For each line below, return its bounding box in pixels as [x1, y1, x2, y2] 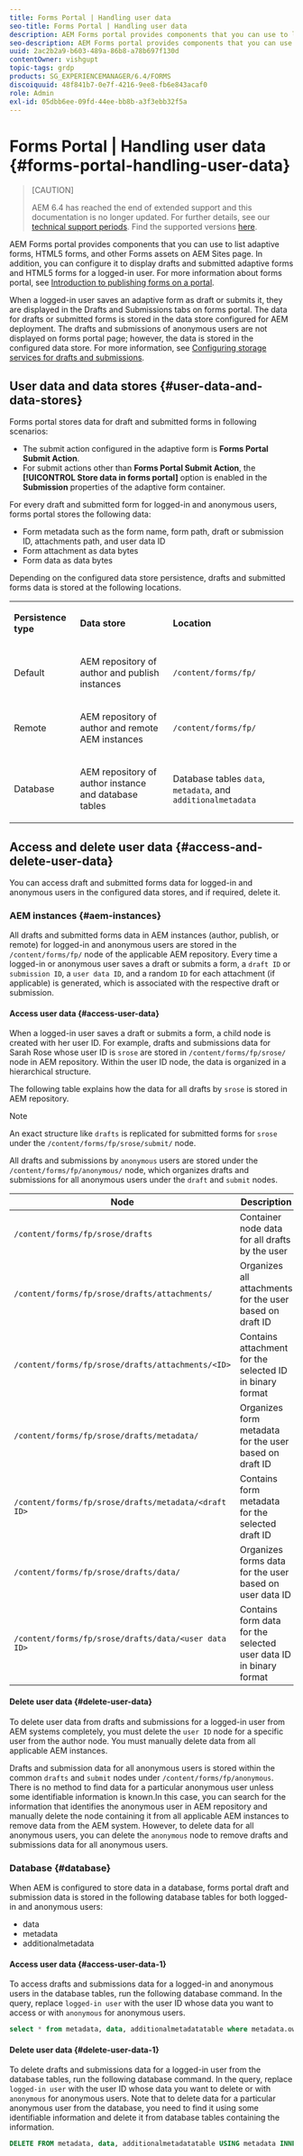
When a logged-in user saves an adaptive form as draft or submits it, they [9, 295, 283, 306]
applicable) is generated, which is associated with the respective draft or [9, 977, 280, 988]
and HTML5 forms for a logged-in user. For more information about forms [9, 268, 282, 279]
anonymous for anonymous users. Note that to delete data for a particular [9, 2093, 277, 2104]
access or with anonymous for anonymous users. [9, 2007, 186, 2018]
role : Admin [9, 88, 54, 97]
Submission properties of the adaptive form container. [22, 482, 225, 492]
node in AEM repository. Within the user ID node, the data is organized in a [9, 1057, 287, 1068]
